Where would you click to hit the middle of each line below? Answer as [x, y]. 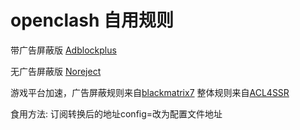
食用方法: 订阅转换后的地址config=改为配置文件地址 [116, 113]
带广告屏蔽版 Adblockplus [63, 50]
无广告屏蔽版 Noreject [56, 71]
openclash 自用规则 [92, 20]
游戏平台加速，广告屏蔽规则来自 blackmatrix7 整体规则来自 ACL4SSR [150, 92]
